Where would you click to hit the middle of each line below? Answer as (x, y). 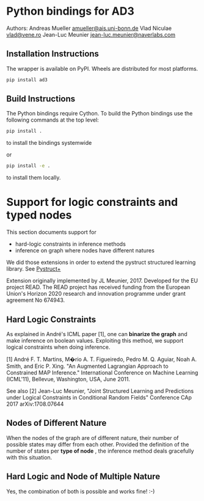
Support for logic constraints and (92, 202)
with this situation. (29, 457)
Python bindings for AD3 (70, 11)
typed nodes (39, 215)
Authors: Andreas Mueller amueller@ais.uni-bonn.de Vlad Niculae (89, 28)
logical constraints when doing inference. (58, 347)
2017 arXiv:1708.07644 (35, 404)
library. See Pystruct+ (34, 269)
